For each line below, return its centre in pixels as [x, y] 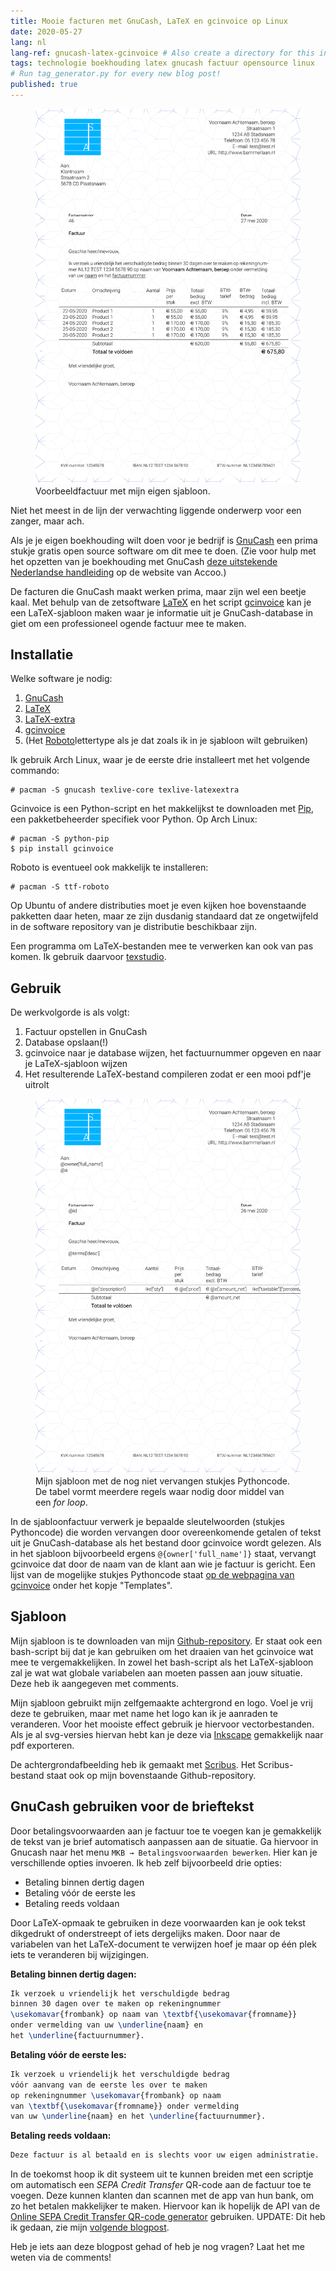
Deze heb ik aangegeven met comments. [94, 1683]
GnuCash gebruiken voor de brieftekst [132, 1806]
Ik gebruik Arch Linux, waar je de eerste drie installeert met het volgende [160, 760]
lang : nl [28, 42]
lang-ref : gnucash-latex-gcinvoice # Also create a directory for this [162, 53]
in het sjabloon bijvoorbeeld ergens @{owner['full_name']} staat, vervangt [163, 1553]
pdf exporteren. [42, 1745]
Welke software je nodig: [61, 679]
